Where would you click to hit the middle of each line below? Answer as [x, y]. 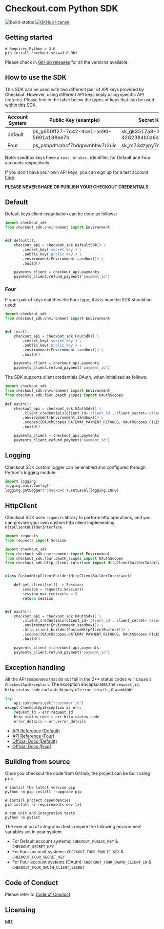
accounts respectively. [28, 162]
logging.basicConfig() [28, 486]
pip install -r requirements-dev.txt [43, 805]
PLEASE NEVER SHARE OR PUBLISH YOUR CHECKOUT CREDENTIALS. [77, 187]
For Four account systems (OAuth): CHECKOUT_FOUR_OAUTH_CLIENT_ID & [82, 862]
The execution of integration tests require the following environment [73, 827]
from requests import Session [36, 540]
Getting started [29, 37]
